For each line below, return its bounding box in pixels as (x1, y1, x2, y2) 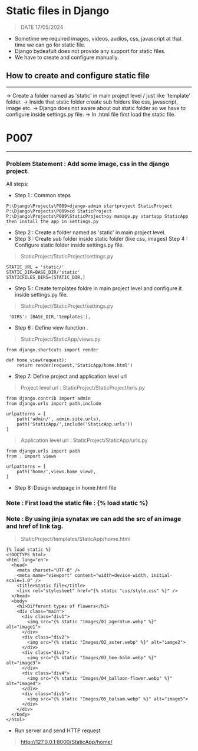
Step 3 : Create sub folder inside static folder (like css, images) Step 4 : (14, 235, 188, 242)
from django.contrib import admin (6, 396, 91, 401)
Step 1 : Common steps (14, 191, 71, 198)
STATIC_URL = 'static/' (6, 264, 65, 270)
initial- (151, 573, 173, 579)
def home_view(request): (6, 357, 67, 363)
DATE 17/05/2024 (20, 24, 64, 31)
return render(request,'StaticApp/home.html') (16, 362, 133, 368)
